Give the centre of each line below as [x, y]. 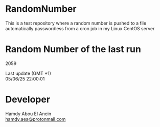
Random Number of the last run [73, 49]
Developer [28, 100]
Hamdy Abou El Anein [28, 114]
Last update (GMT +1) [28, 73]
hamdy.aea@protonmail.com [36, 119]
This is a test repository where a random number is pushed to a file [76, 23]
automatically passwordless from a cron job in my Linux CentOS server [80, 28]
